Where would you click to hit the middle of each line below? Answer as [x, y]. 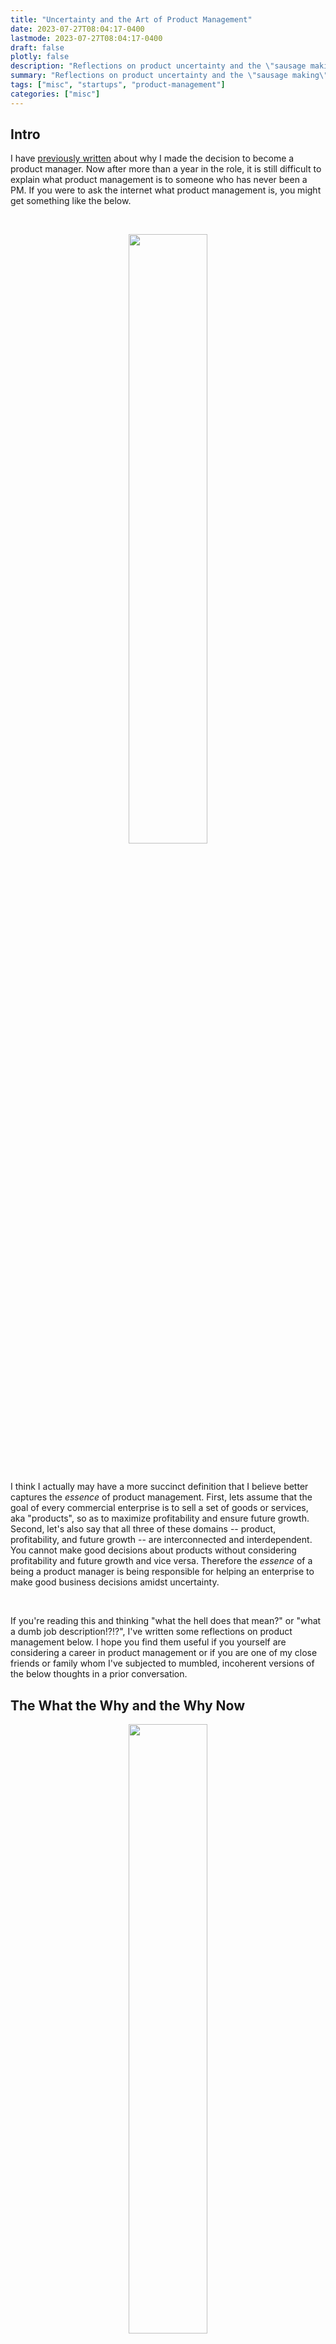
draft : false [37, 47]
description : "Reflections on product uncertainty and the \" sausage [158, 66]
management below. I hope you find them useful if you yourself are [148, 1642]
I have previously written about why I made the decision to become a [152, 158]
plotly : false [40, 57]
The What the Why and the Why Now [128, 1705]
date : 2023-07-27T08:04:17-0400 [77, 29]
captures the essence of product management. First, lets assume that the [161, 1497]
